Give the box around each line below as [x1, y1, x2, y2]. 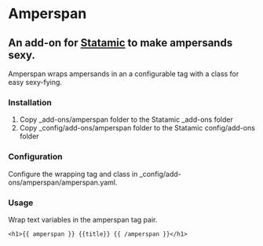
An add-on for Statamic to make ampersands [8, 36, 233, 50]
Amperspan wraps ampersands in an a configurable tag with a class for [8, 69, 239, 79]
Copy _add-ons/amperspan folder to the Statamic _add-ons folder [19, 115, 233, 124]
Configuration [8, 151, 63, 162]
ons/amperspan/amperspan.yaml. [8, 178, 118, 187]
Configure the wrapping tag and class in [8, 169, 138, 178]
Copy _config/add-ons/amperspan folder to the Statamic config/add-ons [19, 123, 255, 133]
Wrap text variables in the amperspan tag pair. [8, 215, 158, 224]
